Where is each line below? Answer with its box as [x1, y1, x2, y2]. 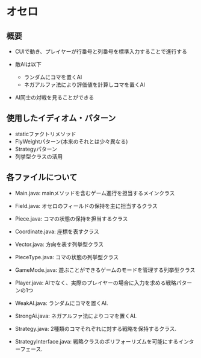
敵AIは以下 [14, 61, 42, 68]
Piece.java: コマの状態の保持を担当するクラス [14, 215, 128, 222]
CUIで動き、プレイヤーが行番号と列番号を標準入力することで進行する [14, 48, 188, 55]
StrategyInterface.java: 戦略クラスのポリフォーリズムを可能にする [14, 338, 179, 345]
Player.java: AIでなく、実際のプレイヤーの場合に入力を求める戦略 [14, 279, 176, 286]
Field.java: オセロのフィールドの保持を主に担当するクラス [14, 202, 158, 209]
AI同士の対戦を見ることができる [14, 94, 94, 101]
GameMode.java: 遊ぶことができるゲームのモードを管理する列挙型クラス [14, 266, 196, 274]
